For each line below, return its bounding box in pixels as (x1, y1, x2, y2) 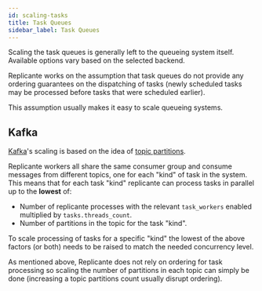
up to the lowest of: (8, 187, 72, 196)
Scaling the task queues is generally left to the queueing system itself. (8, 48, 235, 57)
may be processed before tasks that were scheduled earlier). (8, 88, 206, 97)
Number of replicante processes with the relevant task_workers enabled (19, 202, 253, 212)
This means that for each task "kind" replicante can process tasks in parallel (8, 178, 255, 188)
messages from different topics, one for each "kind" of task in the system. (8, 170, 248, 180)
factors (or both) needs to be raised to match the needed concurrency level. (8, 242, 254, 252)
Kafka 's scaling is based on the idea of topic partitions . (8, 147, 186, 156)
